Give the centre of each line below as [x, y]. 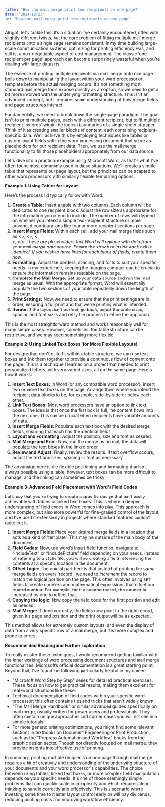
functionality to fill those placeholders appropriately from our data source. [80, 151]
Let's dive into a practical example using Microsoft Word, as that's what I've [82, 161]
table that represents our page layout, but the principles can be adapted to [80, 171]
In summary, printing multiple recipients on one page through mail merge [79, 758]
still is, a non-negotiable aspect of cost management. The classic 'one [76, 54]
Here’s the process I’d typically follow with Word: [54, 195]
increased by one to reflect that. [45, 595]
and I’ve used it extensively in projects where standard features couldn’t [78, 518]
